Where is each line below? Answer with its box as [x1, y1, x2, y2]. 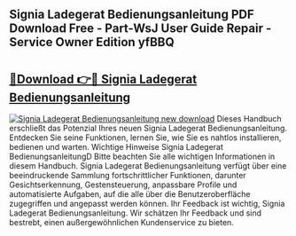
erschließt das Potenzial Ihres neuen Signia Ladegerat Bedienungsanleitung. [9, 123, 288, 133]
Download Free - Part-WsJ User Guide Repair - [9, 21, 272, 36]
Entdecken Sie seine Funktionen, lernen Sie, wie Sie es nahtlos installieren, [9, 132, 282, 143]
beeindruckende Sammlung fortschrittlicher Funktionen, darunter [9, 170, 246, 180]
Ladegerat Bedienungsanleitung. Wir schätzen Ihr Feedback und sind [9, 208, 262, 218]
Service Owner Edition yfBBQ [9, 35, 175, 50]
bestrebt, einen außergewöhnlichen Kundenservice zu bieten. [9, 217, 235, 227]
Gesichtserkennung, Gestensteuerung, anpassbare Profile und [9, 179, 238, 190]
